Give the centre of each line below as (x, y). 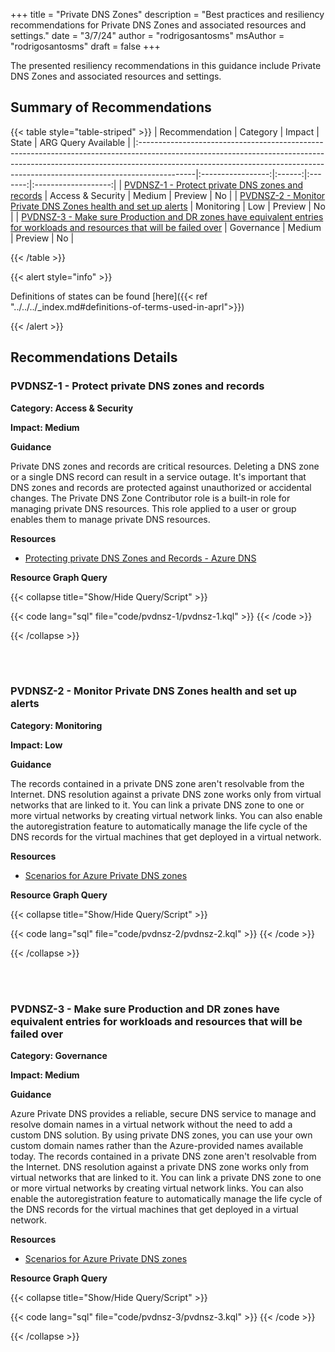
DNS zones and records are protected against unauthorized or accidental (161, 487)
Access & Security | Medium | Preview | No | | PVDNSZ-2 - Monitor (187, 195)
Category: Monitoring (56, 725)
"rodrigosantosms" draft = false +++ (85, 46)
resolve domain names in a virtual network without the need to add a (151, 1125)
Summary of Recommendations (111, 107)
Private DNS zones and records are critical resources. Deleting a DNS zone (165, 466)
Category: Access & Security (72, 408)
